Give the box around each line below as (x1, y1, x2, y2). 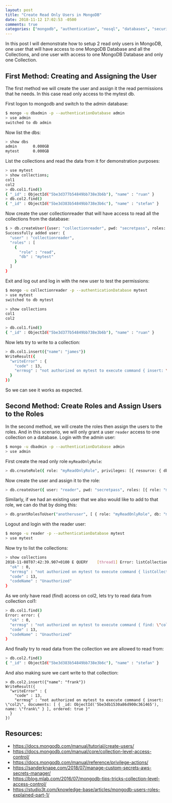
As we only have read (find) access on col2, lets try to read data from (5, 593, 152, 599)
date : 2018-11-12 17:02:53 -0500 (5, 17, 77, 22)
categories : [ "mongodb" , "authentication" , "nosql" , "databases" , (5, 27, 150, 32)
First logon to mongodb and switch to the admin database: (5, 100, 129, 106)
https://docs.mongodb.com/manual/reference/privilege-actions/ (12, 759, 148, 765)
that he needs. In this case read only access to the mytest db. (5, 91, 136, 97)
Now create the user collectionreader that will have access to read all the (5, 210, 160, 216)
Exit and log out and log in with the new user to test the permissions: (5, 277, 150, 284)
